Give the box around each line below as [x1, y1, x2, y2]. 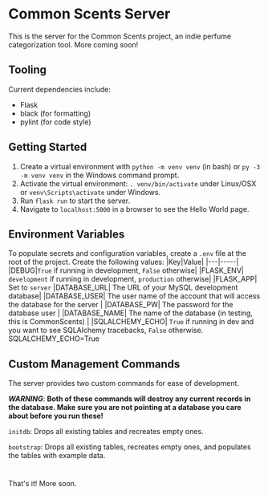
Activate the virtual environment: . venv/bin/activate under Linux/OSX [19, 178, 257, 189]
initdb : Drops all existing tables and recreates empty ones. [8, 427, 204, 436]
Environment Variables [8, 227, 125, 241]
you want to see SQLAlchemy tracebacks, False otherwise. [8, 326, 204, 335]
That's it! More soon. [8, 479, 77, 489]
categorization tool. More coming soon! [8, 39, 139, 49]
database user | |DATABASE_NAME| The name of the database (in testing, [8, 308, 253, 318]
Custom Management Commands [8, 357, 181, 371]
